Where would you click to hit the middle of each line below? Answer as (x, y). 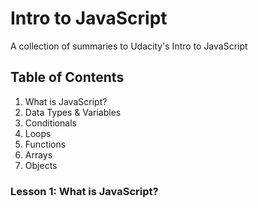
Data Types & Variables (73, 112)
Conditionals (50, 123)
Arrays (38, 154)
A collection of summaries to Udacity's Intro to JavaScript (129, 46)
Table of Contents (67, 77)
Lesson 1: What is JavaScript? (84, 191)
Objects (41, 165)
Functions (45, 144)
